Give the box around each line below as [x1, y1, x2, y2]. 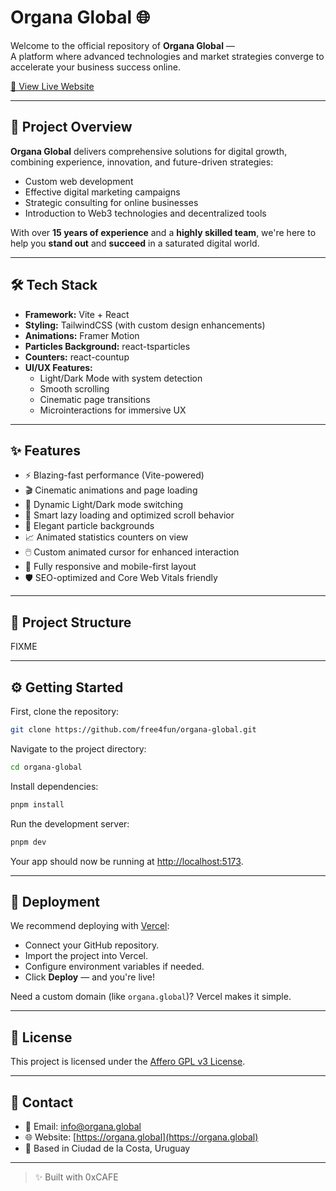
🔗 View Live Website [10, 80, 95, 92]
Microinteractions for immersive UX [39, 404, 187, 416]
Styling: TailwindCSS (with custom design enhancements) [24, 319, 266, 331]
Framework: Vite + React [24, 308, 130, 320]
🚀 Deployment [10, 893, 100, 910]
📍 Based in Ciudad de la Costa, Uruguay [24, 1142, 191, 1154]
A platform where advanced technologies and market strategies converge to [10, 50, 325, 62]
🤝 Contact [10, 1094, 74, 1111]
